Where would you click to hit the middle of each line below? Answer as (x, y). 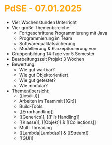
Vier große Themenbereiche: (41, 27)
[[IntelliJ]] (29, 96)
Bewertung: (24, 64)
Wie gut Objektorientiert (44, 75)
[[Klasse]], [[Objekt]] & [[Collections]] (57, 122)
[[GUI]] (26, 138)
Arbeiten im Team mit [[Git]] (48, 101)
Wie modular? (33, 85)
